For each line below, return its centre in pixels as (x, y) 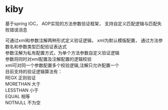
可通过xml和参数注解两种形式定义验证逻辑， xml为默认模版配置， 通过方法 (82, 40)
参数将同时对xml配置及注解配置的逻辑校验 (48, 59)
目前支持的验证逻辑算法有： (34, 71)
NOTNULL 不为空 (23, 103)
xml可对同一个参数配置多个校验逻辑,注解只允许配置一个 (62, 65)
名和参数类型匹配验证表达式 (38, 46)
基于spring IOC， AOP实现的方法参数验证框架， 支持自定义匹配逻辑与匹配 (81, 23)
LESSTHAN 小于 (22, 90)
